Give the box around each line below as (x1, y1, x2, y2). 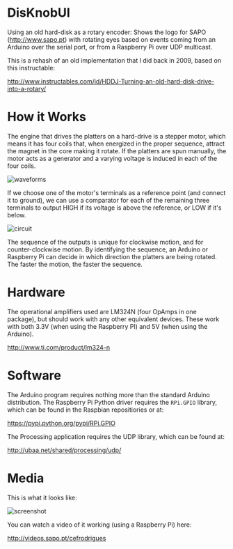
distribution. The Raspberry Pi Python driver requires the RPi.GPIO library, (7, 398, 218, 406)
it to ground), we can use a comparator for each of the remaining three (7, 196, 210, 204)
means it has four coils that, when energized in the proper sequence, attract (7, 139, 225, 148)
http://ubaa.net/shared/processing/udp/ (7, 446, 122, 454)
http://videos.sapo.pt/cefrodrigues (7, 534, 106, 542)
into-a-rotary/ (7, 84, 47, 93)
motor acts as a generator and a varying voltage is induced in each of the (7, 154, 218, 162)
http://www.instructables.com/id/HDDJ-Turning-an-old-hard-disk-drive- (7, 77, 215, 85)
